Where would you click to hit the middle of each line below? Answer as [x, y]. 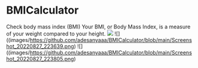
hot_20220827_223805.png [40, 59]
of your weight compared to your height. [56, 34]
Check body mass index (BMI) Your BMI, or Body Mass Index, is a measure [98, 27]
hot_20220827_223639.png [40, 46]
